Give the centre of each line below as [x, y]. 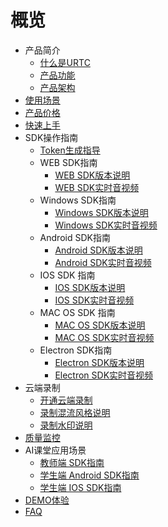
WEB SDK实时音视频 [97, 187]
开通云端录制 [66, 400]
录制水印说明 [66, 425]
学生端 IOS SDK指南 [80, 487]
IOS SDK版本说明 [90, 287]
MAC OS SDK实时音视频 [104, 337]
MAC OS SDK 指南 [77, 312]
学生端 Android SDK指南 [89, 475]
